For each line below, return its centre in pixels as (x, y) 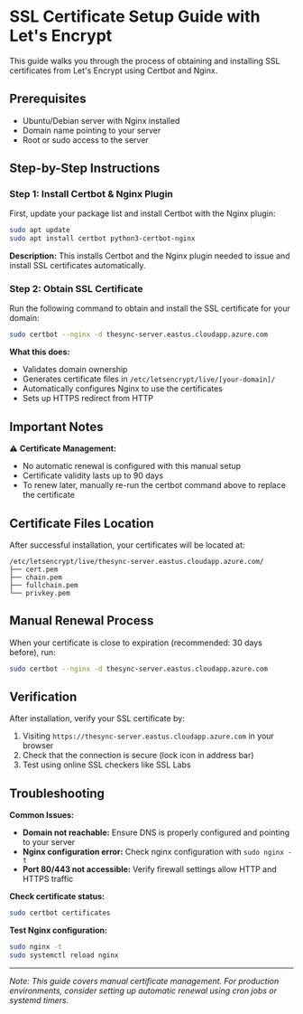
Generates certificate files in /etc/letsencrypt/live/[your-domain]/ (149, 379)
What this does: (40, 352)
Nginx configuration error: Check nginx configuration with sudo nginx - (157, 852)
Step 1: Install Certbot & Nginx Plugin (92, 194)
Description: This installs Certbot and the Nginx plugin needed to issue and (150, 256)
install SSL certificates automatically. (78, 266)
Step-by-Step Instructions (85, 169)
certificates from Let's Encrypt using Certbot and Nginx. (114, 70)
